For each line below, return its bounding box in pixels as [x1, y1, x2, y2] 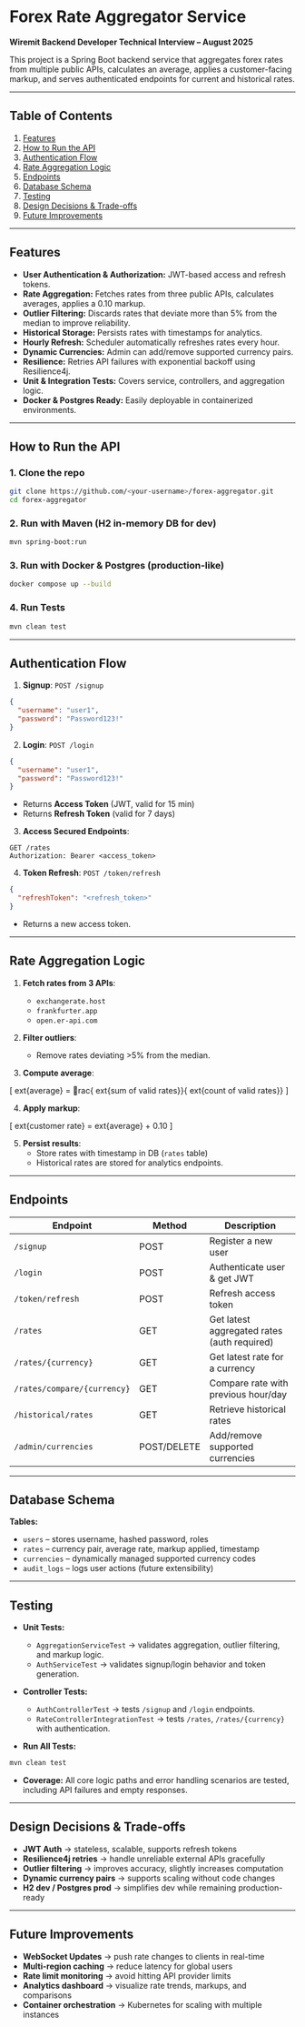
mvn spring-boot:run [9, 538, 88, 547]
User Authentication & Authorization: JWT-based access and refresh [22, 268, 286, 279]
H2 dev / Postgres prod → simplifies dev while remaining [22, 1881, 237, 1893]
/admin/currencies [14, 1441, 93, 1452]
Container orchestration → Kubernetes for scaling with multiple [22, 1999, 262, 2010]
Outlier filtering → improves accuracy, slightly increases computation [22, 1862, 284, 1873]
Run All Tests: [22, 1740, 77, 1752]
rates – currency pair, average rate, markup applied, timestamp [22, 1544, 261, 1555]
